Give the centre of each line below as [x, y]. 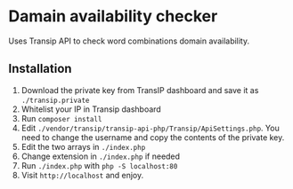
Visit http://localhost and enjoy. [82, 175]
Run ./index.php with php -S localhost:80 [99, 165]
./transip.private [55, 100]
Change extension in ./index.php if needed [100, 156]
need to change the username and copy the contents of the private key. [153, 137]
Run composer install [61, 118]
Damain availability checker [113, 16]
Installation [40, 69]
